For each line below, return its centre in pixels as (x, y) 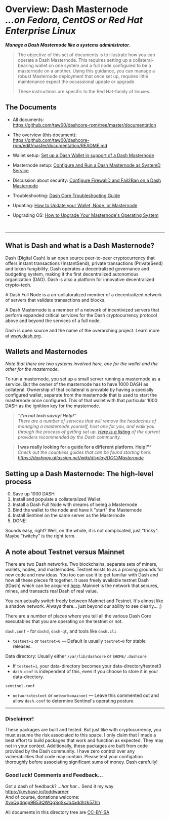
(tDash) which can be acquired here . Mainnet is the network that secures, (82, 585)
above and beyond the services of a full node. (53, 321)
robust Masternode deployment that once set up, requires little (83, 76)
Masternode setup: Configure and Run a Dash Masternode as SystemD (87, 165)
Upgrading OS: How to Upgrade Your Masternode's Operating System (86, 215)
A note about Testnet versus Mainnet (65, 552)
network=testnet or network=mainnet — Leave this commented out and (86, 695)
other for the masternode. (32, 369)
